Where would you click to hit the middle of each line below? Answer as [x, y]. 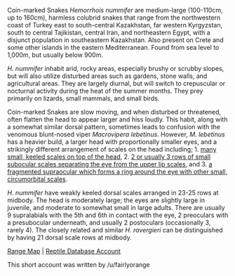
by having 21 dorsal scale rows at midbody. [69, 237]
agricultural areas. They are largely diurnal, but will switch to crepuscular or [116, 83]
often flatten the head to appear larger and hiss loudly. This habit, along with [117, 119]
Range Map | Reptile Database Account [64, 251]
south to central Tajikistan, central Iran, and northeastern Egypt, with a [109, 32]
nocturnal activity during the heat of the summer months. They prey [105, 91]
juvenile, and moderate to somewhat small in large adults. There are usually [116, 208]
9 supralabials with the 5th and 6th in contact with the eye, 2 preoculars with [118, 215]
